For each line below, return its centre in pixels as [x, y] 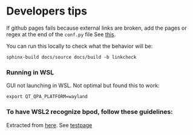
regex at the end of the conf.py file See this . [61, 34]
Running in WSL [30, 72]
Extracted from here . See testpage [49, 125]
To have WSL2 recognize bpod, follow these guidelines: [90, 112]
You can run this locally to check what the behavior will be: [80, 46]
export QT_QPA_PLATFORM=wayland [47, 97]
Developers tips [47, 11]
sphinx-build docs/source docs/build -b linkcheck [71, 57]
